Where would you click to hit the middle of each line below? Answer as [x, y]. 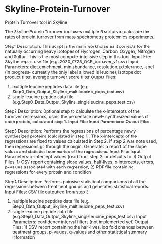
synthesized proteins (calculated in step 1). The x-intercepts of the [71, 136]
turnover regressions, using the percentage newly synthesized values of [77, 116]
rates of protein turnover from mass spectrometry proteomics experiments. [80, 37]
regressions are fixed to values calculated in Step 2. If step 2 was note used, [81, 141]
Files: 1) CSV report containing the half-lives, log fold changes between [83, 227]
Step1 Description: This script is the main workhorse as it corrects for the [78, 46]
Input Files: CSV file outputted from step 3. [48, 192]
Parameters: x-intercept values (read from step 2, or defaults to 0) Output [78, 156]
